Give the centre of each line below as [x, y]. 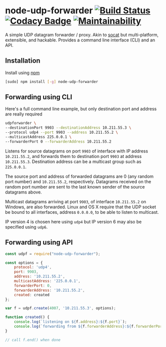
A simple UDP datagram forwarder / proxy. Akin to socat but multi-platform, [82, 35]
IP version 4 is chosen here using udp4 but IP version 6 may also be [73, 222]
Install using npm [22, 73]
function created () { [27, 317]
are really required [24, 114]
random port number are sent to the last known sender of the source [75, 187]
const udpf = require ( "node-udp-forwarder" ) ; [53, 254]
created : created [32, 295]
